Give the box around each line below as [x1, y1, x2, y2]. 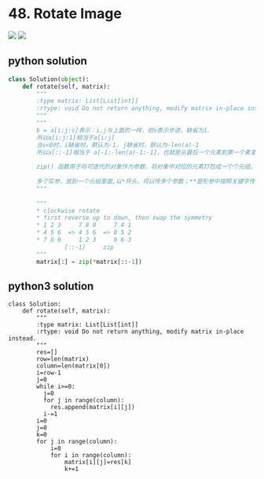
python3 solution [8, 280, 94, 293]
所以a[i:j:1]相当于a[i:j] [36, 133, 115, 141]
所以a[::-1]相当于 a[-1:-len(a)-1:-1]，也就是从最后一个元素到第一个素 [36, 148, 251, 156]
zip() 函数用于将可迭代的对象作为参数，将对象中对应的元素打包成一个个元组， [36, 163, 257, 171]
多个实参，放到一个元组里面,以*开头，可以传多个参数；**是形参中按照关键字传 [36, 177, 255, 185]
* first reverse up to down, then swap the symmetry [36, 214, 213, 222]
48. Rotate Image [8, 5, 122, 23]
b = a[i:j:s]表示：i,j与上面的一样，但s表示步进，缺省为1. [36, 126, 211, 134]
